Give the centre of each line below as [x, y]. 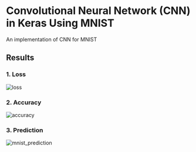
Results [20, 58]
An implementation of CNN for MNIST [52, 39]
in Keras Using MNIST [60, 23]
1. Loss [16, 74]
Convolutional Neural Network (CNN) [98, 11]
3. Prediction [25, 130]
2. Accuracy [24, 102]
